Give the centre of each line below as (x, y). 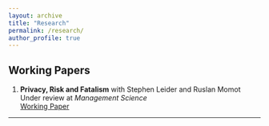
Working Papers (49, 70)
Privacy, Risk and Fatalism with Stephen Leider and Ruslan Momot (130, 89)
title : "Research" (39, 23)
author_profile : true (44, 38)
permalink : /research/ (46, 30)
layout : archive (35, 16)
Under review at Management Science (83, 98)
